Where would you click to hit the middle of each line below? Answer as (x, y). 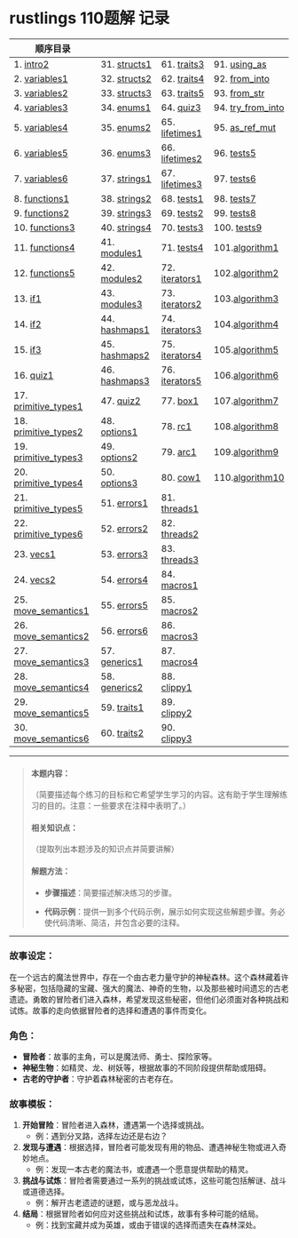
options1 (119, 432)
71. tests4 (182, 247)
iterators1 (181, 278)
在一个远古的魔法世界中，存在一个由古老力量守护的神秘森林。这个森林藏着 (145, 977)
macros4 (180, 661)
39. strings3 (126, 212)
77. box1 (180, 401)
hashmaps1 (125, 330)
